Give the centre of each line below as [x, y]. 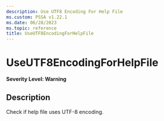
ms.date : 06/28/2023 [32, 22]
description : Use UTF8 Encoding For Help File [65, 12]
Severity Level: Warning [36, 79]
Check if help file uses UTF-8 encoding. [55, 112]
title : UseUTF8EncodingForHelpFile [50, 34]
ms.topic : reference [32, 28]
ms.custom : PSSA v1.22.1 [37, 17]
